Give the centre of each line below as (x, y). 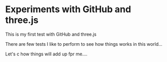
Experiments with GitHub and (68, 9)
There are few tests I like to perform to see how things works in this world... (84, 44)
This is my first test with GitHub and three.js (51, 34)
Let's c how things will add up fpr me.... (46, 54)
